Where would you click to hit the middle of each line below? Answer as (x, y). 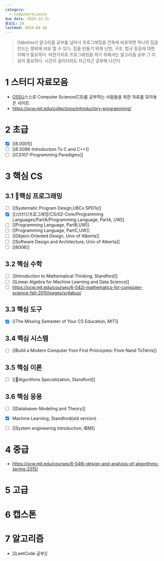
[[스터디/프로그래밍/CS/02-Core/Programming (58, 214)
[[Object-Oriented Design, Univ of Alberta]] (56, 236)
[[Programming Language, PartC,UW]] (51, 230)
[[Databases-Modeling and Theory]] (49, 409)
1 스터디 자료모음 (37, 83)
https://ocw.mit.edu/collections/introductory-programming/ (72, 109)
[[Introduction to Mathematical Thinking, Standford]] (65, 276)
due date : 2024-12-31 (27, 19)
